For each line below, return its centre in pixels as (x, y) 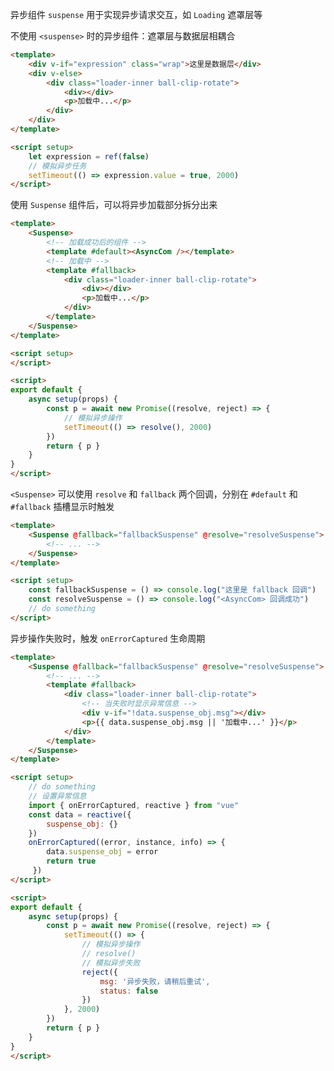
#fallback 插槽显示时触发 (62, 506)
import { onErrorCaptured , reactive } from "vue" (134, 805)
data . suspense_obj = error (102, 852)
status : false (129, 991)
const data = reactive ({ (80, 814)
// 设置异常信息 (57, 796)
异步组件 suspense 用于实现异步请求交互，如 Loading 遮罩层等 (136, 14)
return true (71, 861)
